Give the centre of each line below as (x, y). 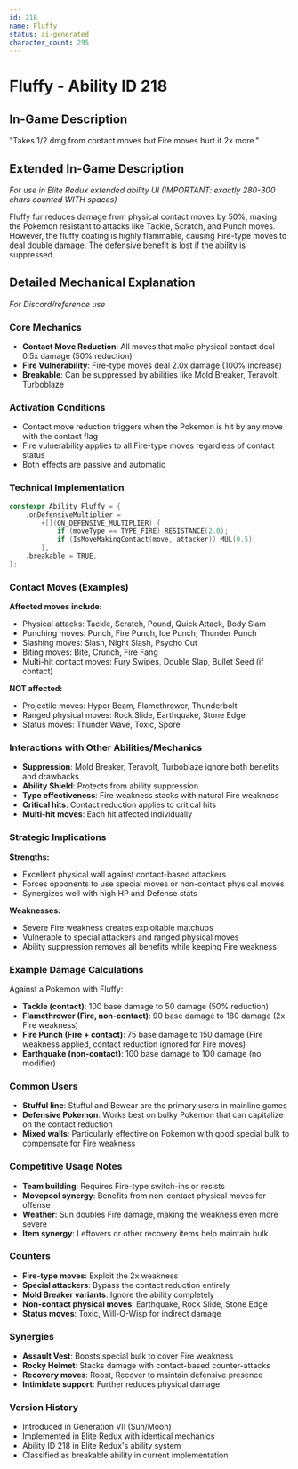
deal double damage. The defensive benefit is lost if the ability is (128, 245)
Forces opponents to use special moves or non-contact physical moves (153, 884)
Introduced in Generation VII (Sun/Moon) (97, 1427)
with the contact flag (60, 437)
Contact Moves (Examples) (69, 587)
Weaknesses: (35, 910)
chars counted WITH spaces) (63, 200)
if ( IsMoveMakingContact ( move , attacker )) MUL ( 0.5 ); (156, 540)
